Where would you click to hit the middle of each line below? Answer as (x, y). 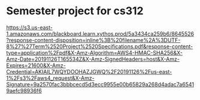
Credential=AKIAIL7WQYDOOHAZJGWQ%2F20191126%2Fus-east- (89, 71)
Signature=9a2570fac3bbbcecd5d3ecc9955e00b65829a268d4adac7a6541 (100, 84)
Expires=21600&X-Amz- (36, 65)
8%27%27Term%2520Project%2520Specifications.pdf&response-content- (100, 46)
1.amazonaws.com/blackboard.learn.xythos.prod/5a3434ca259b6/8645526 (100, 33)
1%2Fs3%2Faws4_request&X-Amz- (50, 78)
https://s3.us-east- (29, 27)
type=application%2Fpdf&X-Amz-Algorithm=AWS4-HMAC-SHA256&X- (94, 52)
